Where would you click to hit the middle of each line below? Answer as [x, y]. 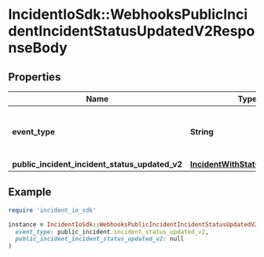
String [202, 132]
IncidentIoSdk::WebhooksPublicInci [128, 15]
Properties [35, 77]
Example [30, 192]
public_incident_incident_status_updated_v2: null [100, 239]
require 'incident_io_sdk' [52, 210]
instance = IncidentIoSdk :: [54, 224]
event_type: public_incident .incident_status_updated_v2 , [112, 232]
